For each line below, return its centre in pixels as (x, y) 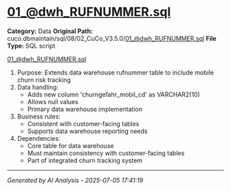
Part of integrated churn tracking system (85, 160)
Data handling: (37, 87)
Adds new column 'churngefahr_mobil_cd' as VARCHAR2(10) (114, 94)
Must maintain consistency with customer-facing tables (106, 153)
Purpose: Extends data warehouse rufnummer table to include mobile (115, 72)
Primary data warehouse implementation (85, 109)
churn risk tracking (44, 79)
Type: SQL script (31, 46)
